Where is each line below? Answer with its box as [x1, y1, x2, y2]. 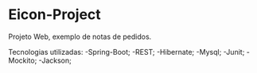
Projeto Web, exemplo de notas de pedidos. [8, 32, 152, 41]
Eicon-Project [8, 6, 101, 24]
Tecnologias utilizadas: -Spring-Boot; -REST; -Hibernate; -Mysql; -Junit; [8, 47, 245, 56]
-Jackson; [38, 56, 72, 65]
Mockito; [8, 56, 37, 65]
